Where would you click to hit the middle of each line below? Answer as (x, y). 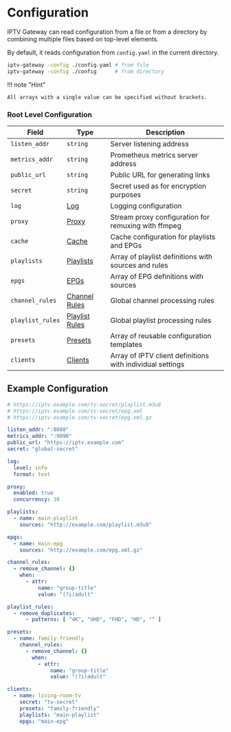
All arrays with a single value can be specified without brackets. (107, 97)
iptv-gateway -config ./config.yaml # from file (78, 65)
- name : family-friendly (49, 638)
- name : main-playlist (46, 519)
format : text (32, 474)
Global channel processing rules (162, 300)
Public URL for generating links (160, 175)
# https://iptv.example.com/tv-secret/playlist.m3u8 (84, 404)
